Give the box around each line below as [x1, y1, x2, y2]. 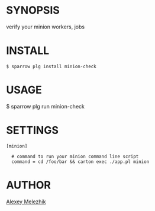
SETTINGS [6, 124, 59, 137]
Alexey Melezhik [6, 198, 46, 205]
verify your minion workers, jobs [6, 23, 85, 30]
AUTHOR [6, 178, 51, 191]
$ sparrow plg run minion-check [6, 103, 85, 110]
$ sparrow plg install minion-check [6, 63, 96, 69]
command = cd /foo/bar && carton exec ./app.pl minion [11, 158, 150, 165]
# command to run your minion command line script [11, 154, 139, 159]
